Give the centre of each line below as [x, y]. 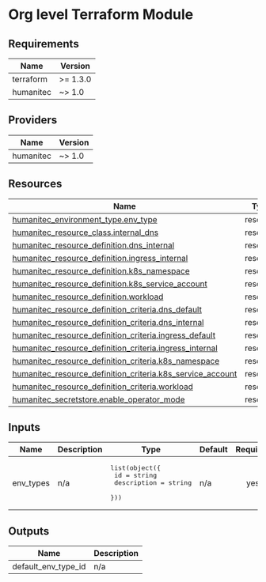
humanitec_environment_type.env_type [85, 219]
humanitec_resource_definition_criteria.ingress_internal [115, 348]
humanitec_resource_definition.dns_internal [93, 245]
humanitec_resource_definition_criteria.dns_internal [108, 322]
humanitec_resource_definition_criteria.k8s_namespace [116, 361]
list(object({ [135, 468]
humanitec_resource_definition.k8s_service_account [110, 284]
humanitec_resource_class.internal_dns [85, 232]
